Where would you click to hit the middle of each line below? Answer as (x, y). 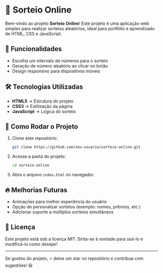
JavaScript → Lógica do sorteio (44, 111)
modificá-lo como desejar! (32, 244)
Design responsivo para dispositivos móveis (56, 71)
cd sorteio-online (31, 165)
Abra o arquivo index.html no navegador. (53, 175)
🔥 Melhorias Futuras (36, 190)
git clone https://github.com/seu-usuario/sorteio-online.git (76, 147)
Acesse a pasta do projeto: (39, 156)
